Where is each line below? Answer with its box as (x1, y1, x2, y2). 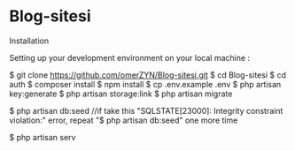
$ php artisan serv (9, 132, 76, 142)
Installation (9, 35, 50, 46)
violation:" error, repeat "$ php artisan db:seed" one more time (9, 115, 238, 125)
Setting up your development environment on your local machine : (9, 52, 251, 63)
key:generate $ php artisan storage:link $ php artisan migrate (9, 88, 233, 99)
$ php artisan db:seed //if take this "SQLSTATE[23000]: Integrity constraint (9, 105, 283, 116)
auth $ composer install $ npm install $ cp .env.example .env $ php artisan (9, 79, 282, 89)
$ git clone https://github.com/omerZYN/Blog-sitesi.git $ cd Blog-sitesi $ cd (9, 69, 286, 80)
